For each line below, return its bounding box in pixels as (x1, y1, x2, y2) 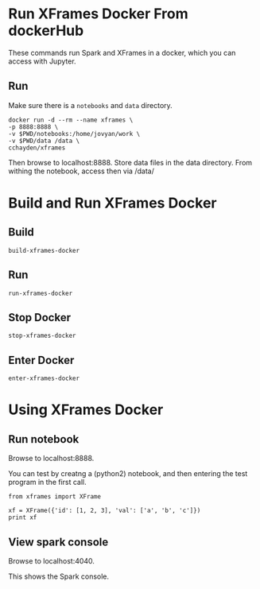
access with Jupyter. (8, 56, 77, 66)
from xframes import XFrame (8, 493, 102, 501)
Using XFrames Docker (8, 401, 164, 419)
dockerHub (8, 21, 84, 40)
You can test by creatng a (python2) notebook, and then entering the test (8, 469, 248, 479)
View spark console (8, 535, 109, 548)
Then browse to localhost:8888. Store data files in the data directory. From (8, 157, 253, 167)
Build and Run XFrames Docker (8, 194, 217, 211)
